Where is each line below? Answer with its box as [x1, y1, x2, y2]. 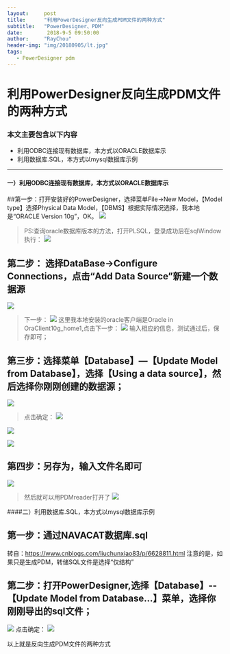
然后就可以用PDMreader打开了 [23, 493, 111, 501]
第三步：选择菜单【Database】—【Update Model [7, 355, 218, 366]
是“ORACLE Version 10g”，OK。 [7, 212, 98, 220]
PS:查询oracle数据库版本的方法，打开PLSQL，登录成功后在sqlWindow [23, 227, 222, 235]
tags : [7, 49, 23, 56]
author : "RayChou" [7, 36, 72, 43]
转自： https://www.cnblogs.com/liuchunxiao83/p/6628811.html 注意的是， [7, 549, 217, 557]
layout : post [7, 10, 57, 17]
